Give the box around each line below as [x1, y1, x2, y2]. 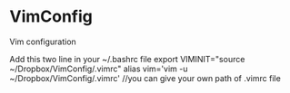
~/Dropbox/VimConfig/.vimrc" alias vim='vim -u [9, 63, 188, 74]
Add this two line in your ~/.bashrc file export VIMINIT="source [9, 53, 245, 64]
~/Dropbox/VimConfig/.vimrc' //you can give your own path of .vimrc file [9, 72, 282, 83]
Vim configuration [9, 36, 77, 47]
